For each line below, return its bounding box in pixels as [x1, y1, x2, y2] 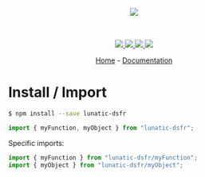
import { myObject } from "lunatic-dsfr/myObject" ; [8, 161, 183, 169]
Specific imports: [8, 138, 65, 148]
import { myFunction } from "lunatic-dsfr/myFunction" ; [8, 153, 198, 162]
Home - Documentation [95, 56, 173, 65]
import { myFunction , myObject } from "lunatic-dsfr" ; [8, 124, 195, 132]
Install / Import [8, 83, 108, 102]
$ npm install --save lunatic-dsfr [8, 110, 127, 117]
